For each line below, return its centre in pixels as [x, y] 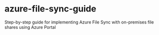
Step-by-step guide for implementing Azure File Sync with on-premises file [79, 22]
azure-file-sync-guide [51, 9]
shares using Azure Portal [30, 27]
